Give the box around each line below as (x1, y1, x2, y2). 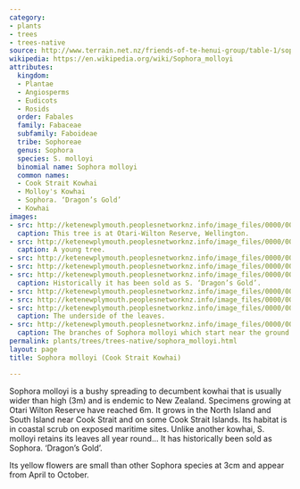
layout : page (9, 344, 58, 353)
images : (9, 211, 38, 221)
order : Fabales (17, 112, 74, 121)
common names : (17, 170, 70, 179)
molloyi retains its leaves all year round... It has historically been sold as (9, 433, 272, 443)
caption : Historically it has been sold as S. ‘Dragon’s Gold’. (17, 278, 262, 287)
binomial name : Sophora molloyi (17, 162, 138, 171)
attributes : (9, 63, 54, 72)
